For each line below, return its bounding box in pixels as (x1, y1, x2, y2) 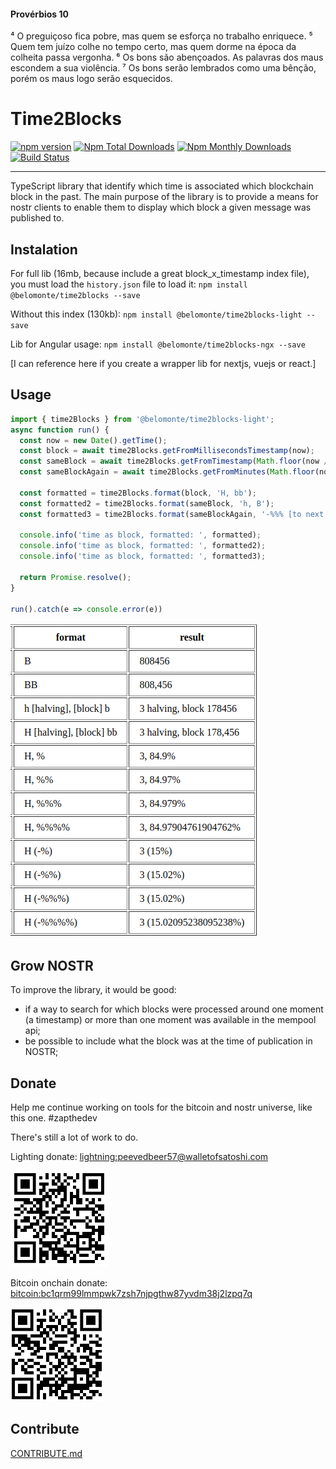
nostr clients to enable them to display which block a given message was (10, 201, 312, 214)
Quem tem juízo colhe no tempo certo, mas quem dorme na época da (10, 41, 297, 53)
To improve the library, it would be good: (10, 984, 177, 996)
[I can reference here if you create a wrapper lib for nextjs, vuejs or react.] (10, 357, 317, 369)
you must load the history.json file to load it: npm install (10, 278, 248, 290)
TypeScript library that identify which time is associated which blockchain (10, 180, 314, 192)
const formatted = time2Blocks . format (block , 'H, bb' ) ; (19, 488, 257, 498)
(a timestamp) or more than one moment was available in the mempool (24, 1014, 317, 1026)
